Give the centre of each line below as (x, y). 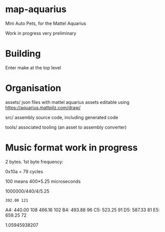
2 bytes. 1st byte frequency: (34, 162)
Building (23, 54)
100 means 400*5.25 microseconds (43, 181)
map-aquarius (36, 9)
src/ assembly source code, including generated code (62, 117)
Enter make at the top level (33, 67)
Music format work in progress (72, 147)
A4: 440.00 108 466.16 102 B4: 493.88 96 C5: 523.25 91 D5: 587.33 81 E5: (82, 210)
